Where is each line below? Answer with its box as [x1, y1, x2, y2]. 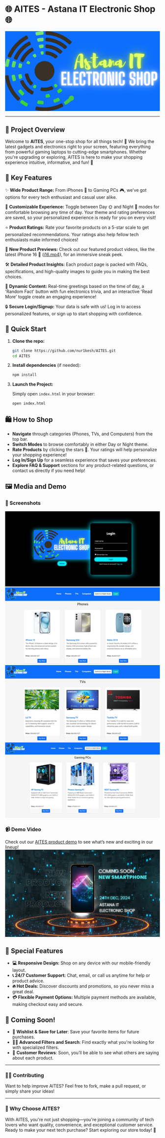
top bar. [12, 436, 28, 442]
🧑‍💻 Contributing [5, 1071, 44, 1078]
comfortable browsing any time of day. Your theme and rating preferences [5, 209, 155, 215]
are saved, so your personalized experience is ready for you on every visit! [5, 214, 156, 220]
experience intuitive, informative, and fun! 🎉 [5, 159, 93, 166]
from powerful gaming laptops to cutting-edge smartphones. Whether [5, 149, 147, 155]
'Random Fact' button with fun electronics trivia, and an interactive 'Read [5, 288, 153, 294]
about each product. [12, 1055, 54, 1061]
